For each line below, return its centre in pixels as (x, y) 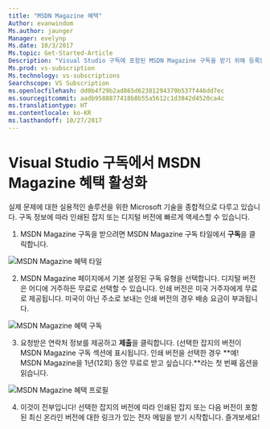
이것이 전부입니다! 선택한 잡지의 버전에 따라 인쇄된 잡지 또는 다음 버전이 (131, 406)
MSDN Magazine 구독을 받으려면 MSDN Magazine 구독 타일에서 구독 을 (133, 233)
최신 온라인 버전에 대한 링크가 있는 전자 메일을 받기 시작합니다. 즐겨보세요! (144, 417)
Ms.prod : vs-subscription (51, 68)
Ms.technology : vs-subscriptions (64, 76)
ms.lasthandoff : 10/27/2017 (55, 121)
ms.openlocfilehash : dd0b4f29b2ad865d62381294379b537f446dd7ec (117, 91)
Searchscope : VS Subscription (59, 83)
